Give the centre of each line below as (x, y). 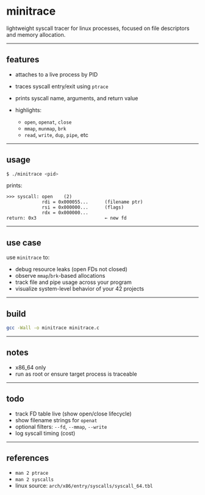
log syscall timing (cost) (45, 433)
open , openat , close (48, 122)
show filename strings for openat (56, 420)
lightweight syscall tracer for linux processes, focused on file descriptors (98, 28)
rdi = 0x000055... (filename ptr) (92, 202)
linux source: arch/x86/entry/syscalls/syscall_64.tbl (84, 486)
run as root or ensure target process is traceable (76, 374)
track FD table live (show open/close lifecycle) (74, 414)
